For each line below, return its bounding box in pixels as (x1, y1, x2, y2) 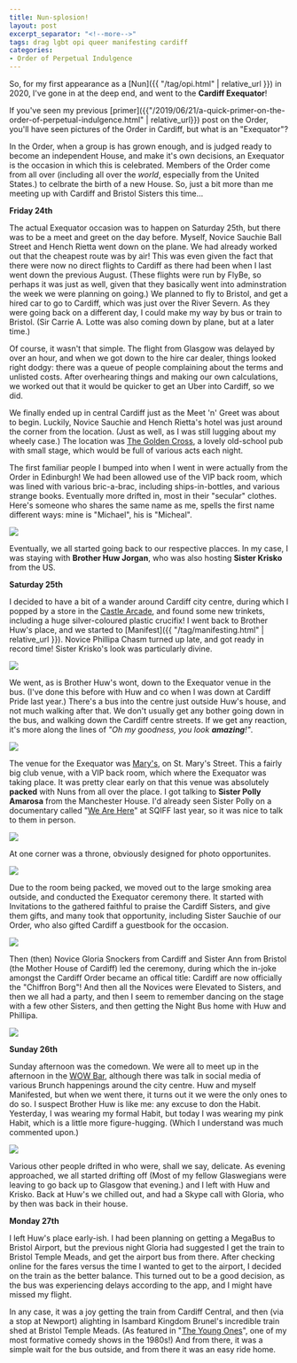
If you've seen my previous (9, 105, 108, 115)
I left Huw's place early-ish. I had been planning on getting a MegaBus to (9, 1233, 276, 1243)
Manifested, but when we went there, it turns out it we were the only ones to (9, 1089, 288, 1100)
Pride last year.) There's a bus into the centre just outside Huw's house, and (9, 697, 286, 706)
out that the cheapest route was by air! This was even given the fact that (9, 251, 274, 261)
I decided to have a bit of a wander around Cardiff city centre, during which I (9, 596, 289, 607)
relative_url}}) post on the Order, (150, 114, 269, 125)
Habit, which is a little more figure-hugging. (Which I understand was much (9, 1118, 284, 1128)
